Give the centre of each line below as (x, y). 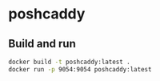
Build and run (42, 44)
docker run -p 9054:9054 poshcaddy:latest (80, 69)
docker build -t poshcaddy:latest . (69, 62)
